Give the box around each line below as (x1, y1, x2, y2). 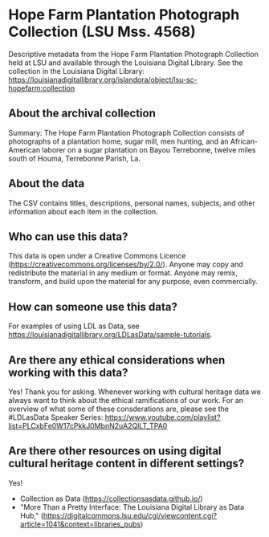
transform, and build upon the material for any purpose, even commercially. (8, 277, 259, 287)
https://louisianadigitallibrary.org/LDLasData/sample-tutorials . (8, 330, 213, 340)
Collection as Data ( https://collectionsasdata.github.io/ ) (19, 494, 203, 503)
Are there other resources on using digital (8, 444, 222, 458)
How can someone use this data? (8, 299, 178, 314)
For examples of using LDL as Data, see (8, 321, 140, 331)
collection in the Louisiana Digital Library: (8, 66, 145, 75)
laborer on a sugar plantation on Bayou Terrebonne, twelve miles (42, 144, 256, 154)
